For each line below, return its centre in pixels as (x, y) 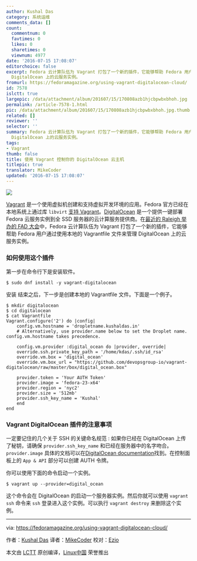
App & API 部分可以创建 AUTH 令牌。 (67, 460)
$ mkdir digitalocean (33, 306)
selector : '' (22, 127)
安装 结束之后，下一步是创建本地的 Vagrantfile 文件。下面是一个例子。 (91, 294)
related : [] (21, 115)
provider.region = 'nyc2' (48, 388)
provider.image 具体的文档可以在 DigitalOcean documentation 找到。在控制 (96, 453)
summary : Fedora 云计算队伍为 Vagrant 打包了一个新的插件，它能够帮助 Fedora (94, 132)
